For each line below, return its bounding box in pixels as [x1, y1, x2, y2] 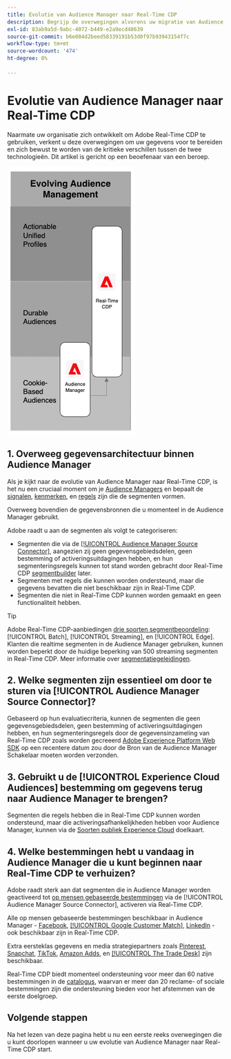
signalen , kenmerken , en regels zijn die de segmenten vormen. [7, 491, 186, 500]
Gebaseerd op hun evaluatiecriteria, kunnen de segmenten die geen [7, 714, 201, 722]
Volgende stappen [7, 1012, 88, 1024]
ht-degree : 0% [7, 55, 48, 62]
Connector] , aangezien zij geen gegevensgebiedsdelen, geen [17, 547, 193, 555]
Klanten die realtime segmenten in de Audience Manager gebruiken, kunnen [7, 639, 223, 648]
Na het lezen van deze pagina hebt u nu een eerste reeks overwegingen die [7, 1030, 222, 1038]
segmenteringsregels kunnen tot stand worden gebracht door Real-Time [17, 561, 223, 570]
